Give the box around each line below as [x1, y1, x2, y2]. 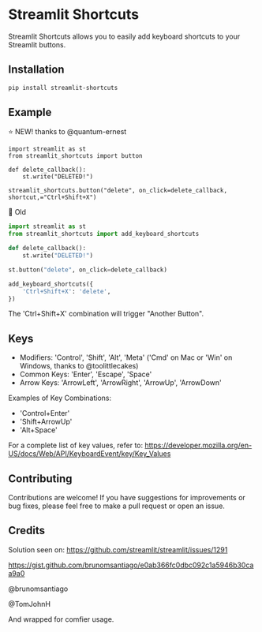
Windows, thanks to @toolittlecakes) [19, 361, 139, 371]
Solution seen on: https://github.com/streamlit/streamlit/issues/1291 [8, 544, 228, 554]
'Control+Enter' [19, 409, 70, 418]
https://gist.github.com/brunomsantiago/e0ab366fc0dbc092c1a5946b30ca [8, 560, 254, 570]
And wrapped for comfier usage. [8, 614, 114, 624]
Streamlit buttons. [8, 39, 66, 49]
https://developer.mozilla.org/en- [144, 440, 253, 451]
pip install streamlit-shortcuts [8, 84, 118, 92]
